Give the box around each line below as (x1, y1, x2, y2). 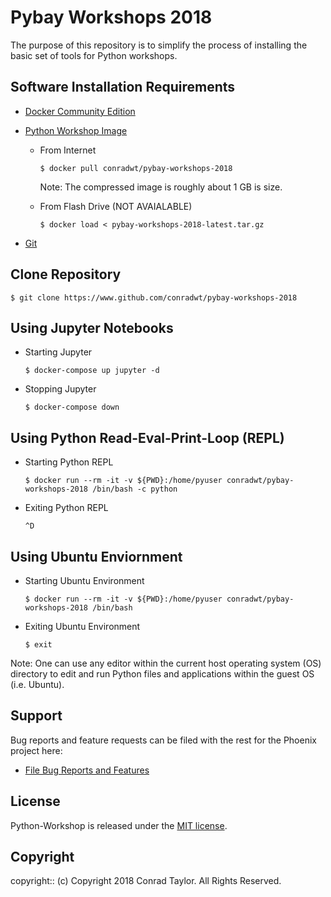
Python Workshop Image (24, 124, 128, 136)
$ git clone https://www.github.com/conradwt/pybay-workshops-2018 (10, 292, 298, 303)
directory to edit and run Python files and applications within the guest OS (10, 668, 315, 680)
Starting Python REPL (24, 456, 114, 468)
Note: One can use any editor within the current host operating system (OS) (10, 657, 322, 669)
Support (10, 707, 63, 725)
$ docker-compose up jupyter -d (24, 366, 160, 376)
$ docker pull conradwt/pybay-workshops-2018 (39, 163, 233, 173)
